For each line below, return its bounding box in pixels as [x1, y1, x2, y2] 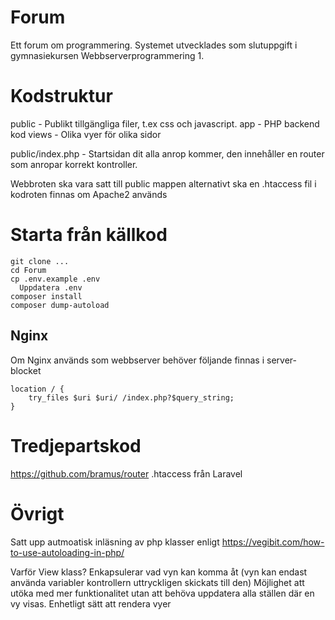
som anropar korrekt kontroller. [10, 158, 138, 170]
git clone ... [10, 256, 70, 266]
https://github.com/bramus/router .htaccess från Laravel [10, 467, 243, 480]
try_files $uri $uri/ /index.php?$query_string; [28, 392, 235, 403]
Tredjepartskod [10, 434, 142, 457]
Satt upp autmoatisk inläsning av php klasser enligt [10, 536, 220, 548]
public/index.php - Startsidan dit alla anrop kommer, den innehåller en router [10, 147, 325, 160]
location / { [10, 384, 65, 394]
